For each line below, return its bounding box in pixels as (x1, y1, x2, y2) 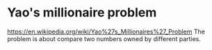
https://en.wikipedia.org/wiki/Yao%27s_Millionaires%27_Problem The (7, 27, 205, 36)
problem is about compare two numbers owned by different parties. (7, 34, 202, 42)
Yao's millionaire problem (7, 5, 157, 21)
